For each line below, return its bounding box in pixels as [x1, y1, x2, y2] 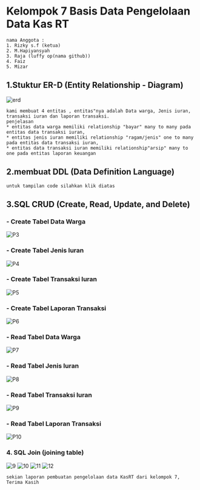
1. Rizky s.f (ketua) [6, 42, 61, 48]
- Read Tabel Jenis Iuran [6, 362, 79, 370]
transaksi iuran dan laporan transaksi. [6, 113, 110, 119]
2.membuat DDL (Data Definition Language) [6, 167, 175, 177]
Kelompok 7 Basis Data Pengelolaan [6, 4, 191, 18]
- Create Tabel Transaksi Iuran [6, 275, 97, 283]
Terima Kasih [6, 479, 39, 485]
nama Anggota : [6, 37, 45, 43]
